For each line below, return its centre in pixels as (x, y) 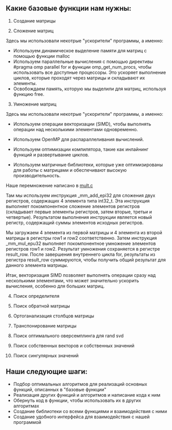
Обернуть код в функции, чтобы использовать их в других (77, 400)
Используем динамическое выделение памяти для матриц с (80, 50)
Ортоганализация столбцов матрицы (53, 316)
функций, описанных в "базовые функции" (60, 390)
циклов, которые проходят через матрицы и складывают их (79, 78)
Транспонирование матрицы (45, 325)
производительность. (37, 175)
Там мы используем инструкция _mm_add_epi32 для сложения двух (81, 195)
